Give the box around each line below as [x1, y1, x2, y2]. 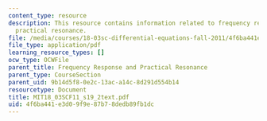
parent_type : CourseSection [8, 71, 102, 79]
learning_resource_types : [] [8, 49, 105, 57]
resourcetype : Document [8, 85, 87, 94]
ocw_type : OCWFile [8, 57, 69, 64]
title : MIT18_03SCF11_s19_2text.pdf [8, 93, 130, 101]
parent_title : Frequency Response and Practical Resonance [8, 64, 208, 72]
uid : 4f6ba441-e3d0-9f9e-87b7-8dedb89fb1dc [8, 100, 155, 108]
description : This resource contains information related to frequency [8, 19, 250, 27]
